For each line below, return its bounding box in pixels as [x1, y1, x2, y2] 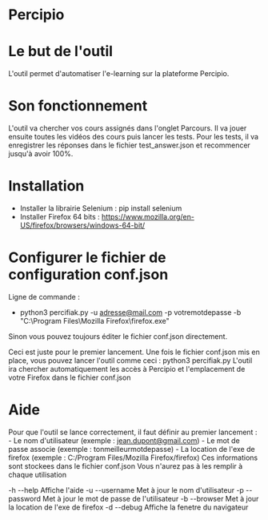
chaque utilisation [8, 470, 67, 479]
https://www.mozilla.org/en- [101, 212, 194, 221]
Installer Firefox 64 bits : [19, 212, 100, 221]
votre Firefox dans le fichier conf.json [8, 373, 131, 382]
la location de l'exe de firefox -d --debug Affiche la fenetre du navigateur [8, 502, 249, 512]
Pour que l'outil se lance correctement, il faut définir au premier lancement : [8, 427, 258, 437]
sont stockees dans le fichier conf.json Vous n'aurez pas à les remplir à [8, 461, 243, 470]
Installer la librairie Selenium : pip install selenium [19, 204, 182, 213]
